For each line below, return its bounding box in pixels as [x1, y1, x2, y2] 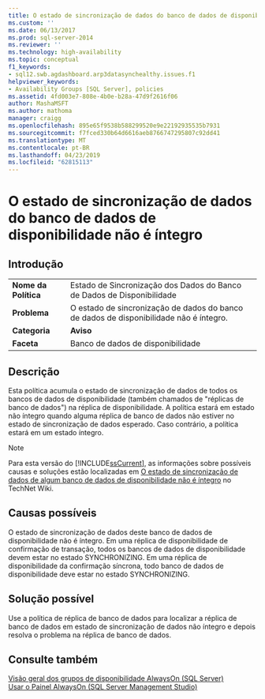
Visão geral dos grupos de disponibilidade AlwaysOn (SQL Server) [8, 674, 224, 683]
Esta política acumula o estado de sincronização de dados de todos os [8, 385, 238, 395]
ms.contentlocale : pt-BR [8, 144, 90, 152]
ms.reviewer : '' [8, 41, 62, 49]
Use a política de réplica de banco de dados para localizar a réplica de [8, 613, 237, 622]
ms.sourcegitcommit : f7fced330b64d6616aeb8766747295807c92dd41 [8, 129, 221, 137]
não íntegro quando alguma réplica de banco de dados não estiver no [8, 411, 235, 420]
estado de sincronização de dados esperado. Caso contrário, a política [8, 419, 239, 429]
